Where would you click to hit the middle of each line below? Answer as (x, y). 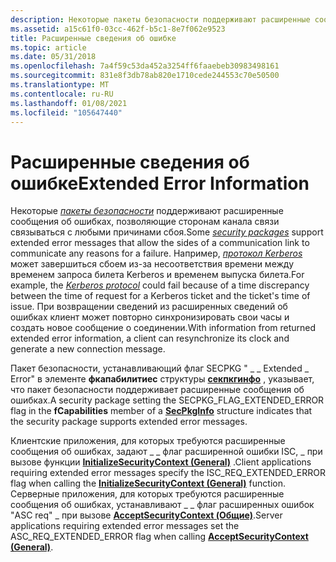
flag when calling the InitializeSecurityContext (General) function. (148, 483)
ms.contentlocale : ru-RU (62, 94)
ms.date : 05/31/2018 (53, 57)
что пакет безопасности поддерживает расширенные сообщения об (157, 390)
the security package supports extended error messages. (129, 422)
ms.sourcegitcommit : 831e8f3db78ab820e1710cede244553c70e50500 (145, 76)
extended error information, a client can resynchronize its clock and (150, 338)
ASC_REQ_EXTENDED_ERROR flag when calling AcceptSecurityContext (159, 537)
